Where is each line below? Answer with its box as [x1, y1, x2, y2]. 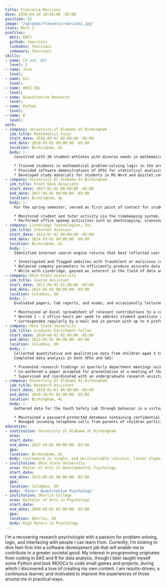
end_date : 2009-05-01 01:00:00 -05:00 [9, 507, 90, 512]
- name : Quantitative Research [5, 94, 70, 99]
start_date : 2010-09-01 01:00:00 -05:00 [9, 332, 94, 338]
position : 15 [5, 16, 32, 21]
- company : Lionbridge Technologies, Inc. [5, 223, 94, 228]
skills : [5, 53, 21, 58]
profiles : [5, 30, 26, 35]
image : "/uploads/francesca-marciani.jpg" [5, 21, 94, 26]
